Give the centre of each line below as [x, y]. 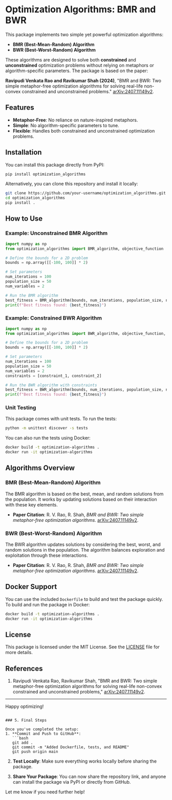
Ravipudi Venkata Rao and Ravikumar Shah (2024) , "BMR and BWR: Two [83, 80]
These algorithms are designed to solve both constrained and [71, 59]
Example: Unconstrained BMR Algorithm [57, 233]
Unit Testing [21, 408]
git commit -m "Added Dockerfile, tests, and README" [71, 747]
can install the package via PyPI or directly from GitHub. [72, 782]
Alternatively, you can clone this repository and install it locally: [72, 184]
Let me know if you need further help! [45, 792]
